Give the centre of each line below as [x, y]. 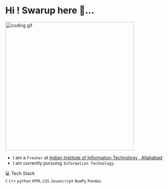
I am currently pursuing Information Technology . [64, 163]
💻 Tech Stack [20, 173]
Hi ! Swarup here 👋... [50, 11]
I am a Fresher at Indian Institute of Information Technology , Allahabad [88, 157]
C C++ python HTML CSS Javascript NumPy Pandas [53, 181]
